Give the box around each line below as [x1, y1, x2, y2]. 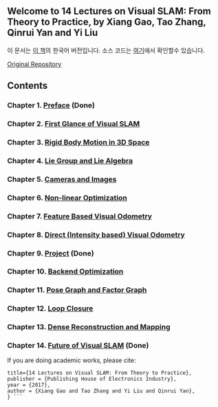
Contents [7, 80, 48, 92]
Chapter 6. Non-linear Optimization [7, 193, 127, 202]
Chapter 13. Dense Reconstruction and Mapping [7, 322, 171, 332]
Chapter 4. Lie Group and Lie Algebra [7, 156, 133, 165]
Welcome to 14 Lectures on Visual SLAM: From [7, 6, 212, 17]
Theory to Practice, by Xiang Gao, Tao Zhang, [7, 17, 206, 28]
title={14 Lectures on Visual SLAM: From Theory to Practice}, [7, 370, 193, 377]
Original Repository [7, 60, 62, 68]
